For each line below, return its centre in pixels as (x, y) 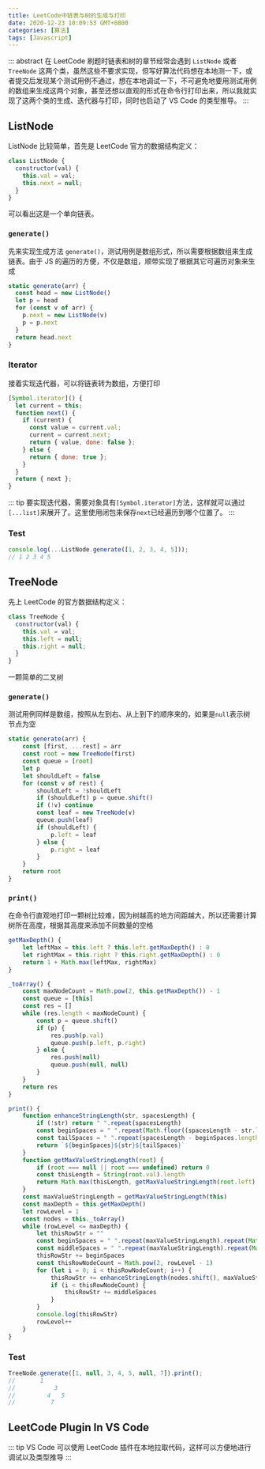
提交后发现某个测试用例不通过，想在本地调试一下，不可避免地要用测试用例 (136, 81)
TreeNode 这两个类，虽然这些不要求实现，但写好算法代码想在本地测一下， (127, 71)
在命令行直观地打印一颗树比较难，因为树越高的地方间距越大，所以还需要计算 (132, 915)
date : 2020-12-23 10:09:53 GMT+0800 (68, 23)
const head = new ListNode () (63, 293)
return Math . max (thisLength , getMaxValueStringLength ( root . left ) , (148, 1182)
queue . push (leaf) (65, 820)
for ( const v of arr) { (54, 308)
